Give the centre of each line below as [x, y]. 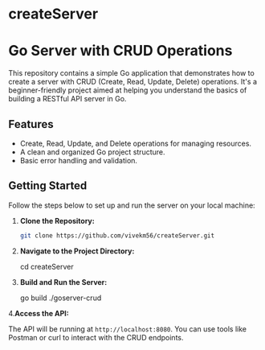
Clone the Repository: [57, 220]
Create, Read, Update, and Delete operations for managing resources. [135, 143]
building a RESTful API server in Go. [67, 99]
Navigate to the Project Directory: [77, 251]
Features [31, 124]
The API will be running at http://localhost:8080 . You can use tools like [128, 329]
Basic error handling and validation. [79, 160]
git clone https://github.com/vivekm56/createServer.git [117, 235]
